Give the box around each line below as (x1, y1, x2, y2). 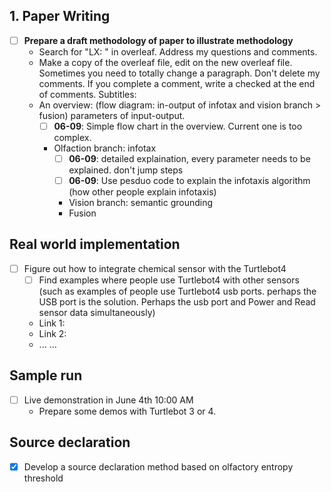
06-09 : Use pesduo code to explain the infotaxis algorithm (68, 175, 311, 186)
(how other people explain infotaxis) (68, 186, 217, 198)
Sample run (9, 367, 83, 384)
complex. (53, 131, 92, 143)
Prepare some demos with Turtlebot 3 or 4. (38, 405, 217, 417)
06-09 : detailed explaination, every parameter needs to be (68, 152, 311, 164)
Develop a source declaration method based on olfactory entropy (23, 460, 294, 473)
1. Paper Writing (9, 8, 111, 25)
